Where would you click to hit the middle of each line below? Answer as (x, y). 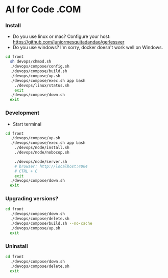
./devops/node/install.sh (42, 148)
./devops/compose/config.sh (40, 67)
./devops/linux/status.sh (42, 85)
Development (22, 113)
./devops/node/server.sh (41, 162)
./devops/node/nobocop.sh (42, 153)
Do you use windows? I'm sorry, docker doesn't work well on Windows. (88, 48)
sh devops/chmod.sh (31, 62)
